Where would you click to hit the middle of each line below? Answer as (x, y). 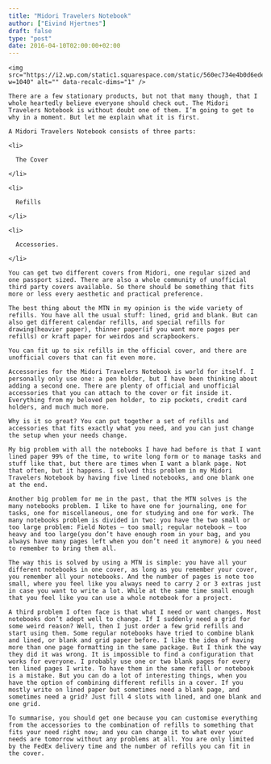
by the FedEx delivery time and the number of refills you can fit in (129, 747)
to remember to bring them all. (63, 549)
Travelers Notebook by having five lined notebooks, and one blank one (131, 478)
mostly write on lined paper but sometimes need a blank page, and (124, 690)
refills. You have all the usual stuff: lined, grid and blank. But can (133, 316)
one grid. (25, 704)
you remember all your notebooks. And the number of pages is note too (131, 577)
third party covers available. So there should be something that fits (131, 288)
